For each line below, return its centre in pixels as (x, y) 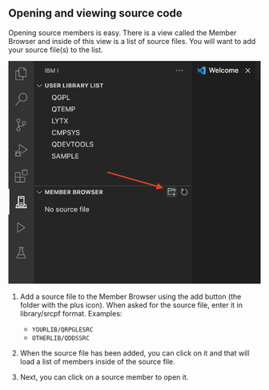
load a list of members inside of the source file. (98, 362)
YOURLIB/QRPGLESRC (62, 330)
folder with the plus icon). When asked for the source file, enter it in (131, 305)
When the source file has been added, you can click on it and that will (134, 353)
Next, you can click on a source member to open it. (104, 377)
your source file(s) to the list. (56, 50)
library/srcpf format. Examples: (71, 314)
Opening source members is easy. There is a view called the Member (122, 32)
